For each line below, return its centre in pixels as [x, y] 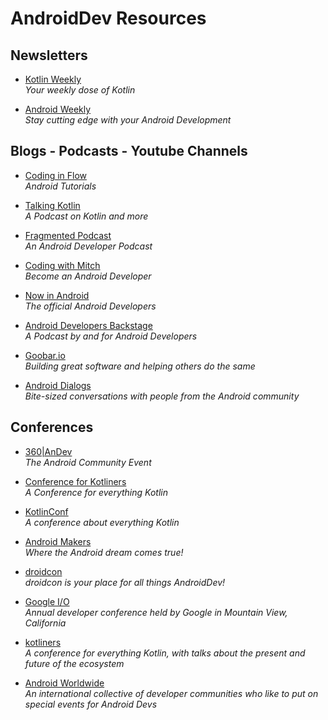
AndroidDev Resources [108, 18]
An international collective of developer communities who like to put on [171, 693]
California [45, 623]
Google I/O [47, 601]
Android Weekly [58, 109]
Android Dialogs [58, 385]
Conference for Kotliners [75, 481]
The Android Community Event [88, 462]
